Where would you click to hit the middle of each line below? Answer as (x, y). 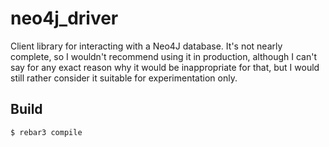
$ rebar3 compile (46, 132)
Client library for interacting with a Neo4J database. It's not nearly (146, 46)
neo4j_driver (64, 18)
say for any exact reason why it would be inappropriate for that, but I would (165, 67)
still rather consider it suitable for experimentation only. (124, 78)
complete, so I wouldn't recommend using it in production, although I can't (164, 56)
